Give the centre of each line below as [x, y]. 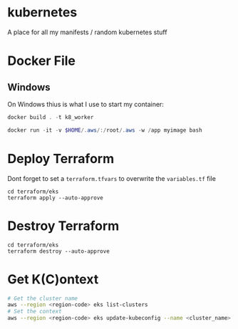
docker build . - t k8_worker [51, 117]
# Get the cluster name [43, 298]
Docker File [42, 61]
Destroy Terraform [63, 226]
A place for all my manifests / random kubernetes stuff [87, 32]
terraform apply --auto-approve [55, 198]
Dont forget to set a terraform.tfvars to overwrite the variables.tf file [112, 178]
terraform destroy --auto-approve [59, 251]
